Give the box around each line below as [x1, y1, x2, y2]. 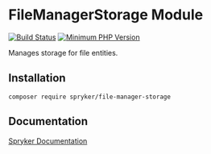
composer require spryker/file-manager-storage [8, 93, 172, 101]
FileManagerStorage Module [8, 6, 204, 24]
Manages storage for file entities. [8, 48, 118, 57]
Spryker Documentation [8, 135, 88, 146]
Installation [8, 71, 66, 85]
